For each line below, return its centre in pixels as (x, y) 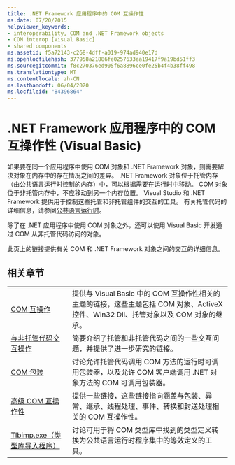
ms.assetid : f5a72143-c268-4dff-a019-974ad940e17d (83, 53)
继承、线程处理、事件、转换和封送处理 (149, 406)
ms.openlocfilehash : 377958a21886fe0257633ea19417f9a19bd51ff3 (101, 59)
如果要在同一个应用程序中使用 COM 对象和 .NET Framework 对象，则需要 (113, 167)
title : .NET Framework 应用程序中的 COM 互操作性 (76, 14)
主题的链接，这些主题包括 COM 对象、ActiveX (148, 303)
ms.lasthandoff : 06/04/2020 (48, 85)
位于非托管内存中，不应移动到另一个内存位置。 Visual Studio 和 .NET (106, 193)
